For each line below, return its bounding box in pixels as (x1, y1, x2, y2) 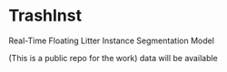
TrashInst (8, 5, 83, 26)
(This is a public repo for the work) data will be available (8, 52, 219, 63)
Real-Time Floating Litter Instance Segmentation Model (8, 35, 215, 46)
